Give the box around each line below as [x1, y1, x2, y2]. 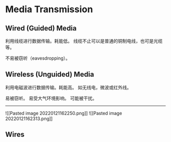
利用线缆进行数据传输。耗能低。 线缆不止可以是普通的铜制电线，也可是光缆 [5, 38, 163, 44]
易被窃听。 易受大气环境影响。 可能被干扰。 [5, 95, 97, 101]
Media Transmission [5, 4, 93, 15]
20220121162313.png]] [5, 116, 53, 122]
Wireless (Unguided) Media [5, 70, 94, 79]
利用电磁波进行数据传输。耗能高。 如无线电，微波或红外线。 [5, 84, 131, 90]
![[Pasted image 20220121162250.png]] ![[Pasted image [5, 110, 122, 116]
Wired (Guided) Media [5, 24, 77, 33]
